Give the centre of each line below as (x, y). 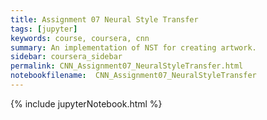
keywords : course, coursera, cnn (80, 38)
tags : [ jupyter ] (44, 29)
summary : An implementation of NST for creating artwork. (133, 47)
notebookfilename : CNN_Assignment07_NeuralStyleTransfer (133, 76)
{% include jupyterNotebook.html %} (86, 103)
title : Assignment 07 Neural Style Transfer (104, 19)
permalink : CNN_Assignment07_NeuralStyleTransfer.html (127, 66)
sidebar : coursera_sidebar (66, 57)
